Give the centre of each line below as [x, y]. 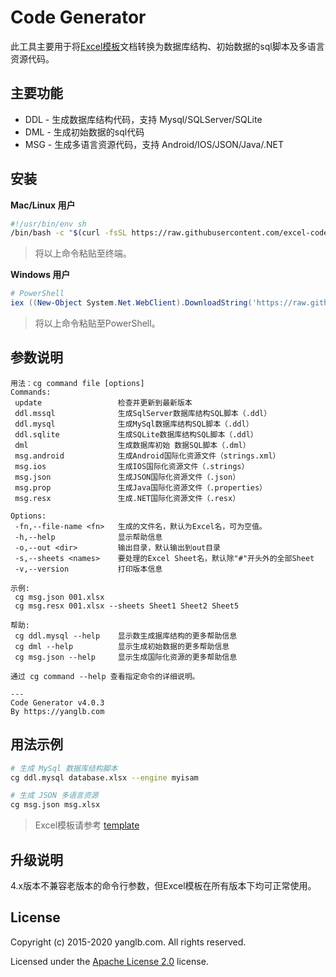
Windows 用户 [40, 275]
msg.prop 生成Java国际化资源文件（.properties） [141, 487]
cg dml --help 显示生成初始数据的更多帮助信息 [122, 646]
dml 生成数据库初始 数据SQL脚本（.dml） [132, 445]
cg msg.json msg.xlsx [55, 805]
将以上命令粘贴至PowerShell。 [97, 323]
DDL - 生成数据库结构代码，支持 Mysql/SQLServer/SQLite [143, 119]
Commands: [31, 392]
